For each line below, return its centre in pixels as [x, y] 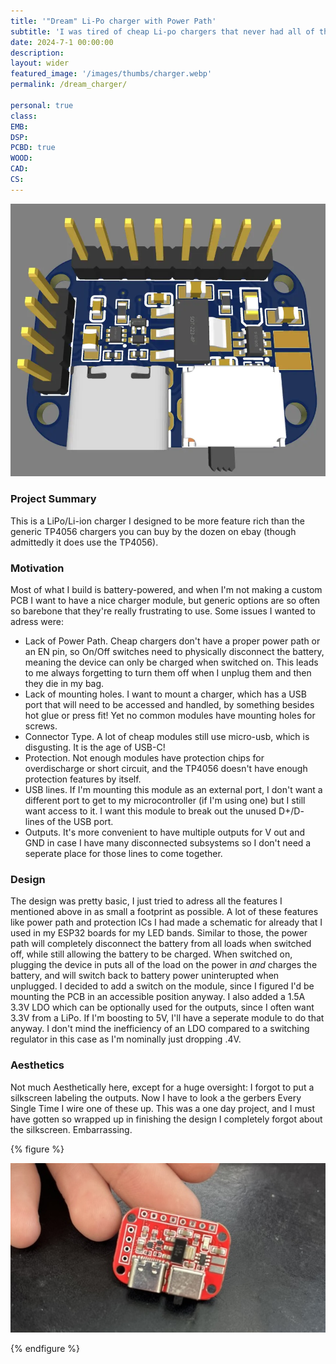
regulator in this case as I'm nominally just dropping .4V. [126, 1039]
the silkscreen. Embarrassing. [71, 1129]
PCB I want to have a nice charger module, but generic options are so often [165, 600]
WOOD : [21, 158]
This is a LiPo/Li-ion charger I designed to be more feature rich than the [157, 521]
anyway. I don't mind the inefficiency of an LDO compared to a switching [160, 1029]
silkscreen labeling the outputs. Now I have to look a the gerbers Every [156, 1097]
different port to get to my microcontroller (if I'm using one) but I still [165, 800]
